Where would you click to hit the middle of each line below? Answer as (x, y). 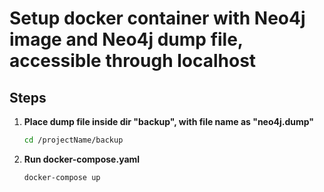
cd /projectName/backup (73, 140)
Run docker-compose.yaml (82, 159)
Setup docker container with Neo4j (157, 18)
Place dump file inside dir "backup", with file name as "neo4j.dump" (169, 121)
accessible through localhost (133, 61)
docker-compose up (62, 177)
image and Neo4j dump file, (126, 39)
